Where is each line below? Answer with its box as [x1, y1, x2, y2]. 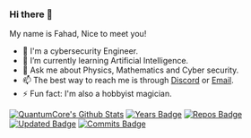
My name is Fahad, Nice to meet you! [9, 29, 147, 39]
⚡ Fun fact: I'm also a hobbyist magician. [22, 89, 172, 99]
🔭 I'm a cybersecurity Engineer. [22, 46, 139, 56]
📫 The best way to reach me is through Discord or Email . [22, 75, 235, 86]
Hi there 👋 [9, 8, 54, 21]
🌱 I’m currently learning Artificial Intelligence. [22, 56, 189, 66]
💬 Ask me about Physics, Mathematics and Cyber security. [22, 65, 239, 75]
